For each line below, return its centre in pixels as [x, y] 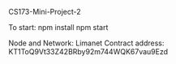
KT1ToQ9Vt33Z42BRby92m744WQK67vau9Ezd [88, 51]
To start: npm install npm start [58, 27]
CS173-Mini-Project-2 [45, 12]
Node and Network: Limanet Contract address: [86, 43]
